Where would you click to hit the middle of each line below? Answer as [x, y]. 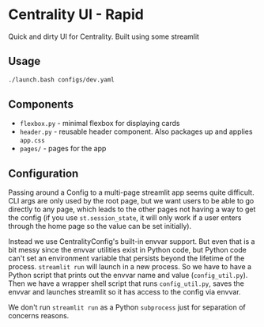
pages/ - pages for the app [63, 149]
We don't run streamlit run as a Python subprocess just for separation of [127, 307]
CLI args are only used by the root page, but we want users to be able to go [131, 201]
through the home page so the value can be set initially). [100, 226]
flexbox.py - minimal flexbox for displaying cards [100, 124]
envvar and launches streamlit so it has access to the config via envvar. [124, 292]
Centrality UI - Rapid [76, 15]
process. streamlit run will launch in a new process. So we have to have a [130, 267]
